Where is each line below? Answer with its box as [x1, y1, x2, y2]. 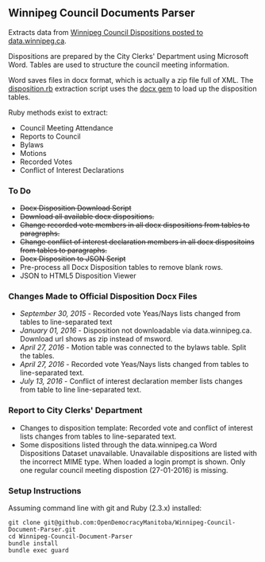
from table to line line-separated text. [19, 385, 141, 395]
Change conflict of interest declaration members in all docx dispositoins [19, 237, 255, 247]
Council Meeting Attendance [19, 123, 113, 132]
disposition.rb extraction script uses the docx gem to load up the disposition [8, 84, 257, 93]
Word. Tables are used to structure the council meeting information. [8, 60, 230, 69]
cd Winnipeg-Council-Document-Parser [8, 533, 133, 541]
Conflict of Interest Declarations [19, 165, 125, 174]
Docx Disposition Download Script [19, 203, 132, 213]
